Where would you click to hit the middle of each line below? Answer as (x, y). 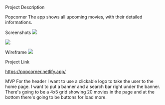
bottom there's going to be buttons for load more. (56, 97)
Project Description (25, 7)
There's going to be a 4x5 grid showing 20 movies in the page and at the (80, 92)
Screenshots (18, 32)
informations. (19, 22)
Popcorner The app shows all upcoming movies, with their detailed (74, 17)
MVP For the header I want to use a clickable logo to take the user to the (79, 81)
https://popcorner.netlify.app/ (36, 71)
